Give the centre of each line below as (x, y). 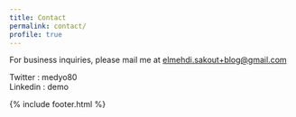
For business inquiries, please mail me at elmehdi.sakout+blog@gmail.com (148, 60)
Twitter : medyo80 (43, 77)
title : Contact (38, 18)
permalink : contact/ (48, 26)
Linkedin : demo (39, 87)
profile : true (36, 34)
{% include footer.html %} (58, 104)
